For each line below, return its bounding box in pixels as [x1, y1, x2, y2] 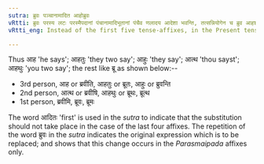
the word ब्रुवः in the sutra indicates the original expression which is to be [8, 130, 240, 140]
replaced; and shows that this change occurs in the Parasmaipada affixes [8, 139, 247, 148]
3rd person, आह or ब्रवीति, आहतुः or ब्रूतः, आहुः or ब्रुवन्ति [19, 80, 171, 89]
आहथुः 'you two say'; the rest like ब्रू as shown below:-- [8, 64, 178, 73]
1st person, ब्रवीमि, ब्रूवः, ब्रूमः [19, 97, 95, 106]
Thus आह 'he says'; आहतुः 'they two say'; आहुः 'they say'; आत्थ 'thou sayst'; [8, 54, 240, 64]
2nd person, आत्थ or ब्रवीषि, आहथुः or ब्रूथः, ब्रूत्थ [19, 88, 150, 98]
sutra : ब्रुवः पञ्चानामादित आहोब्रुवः [8, 11, 90, 20]
